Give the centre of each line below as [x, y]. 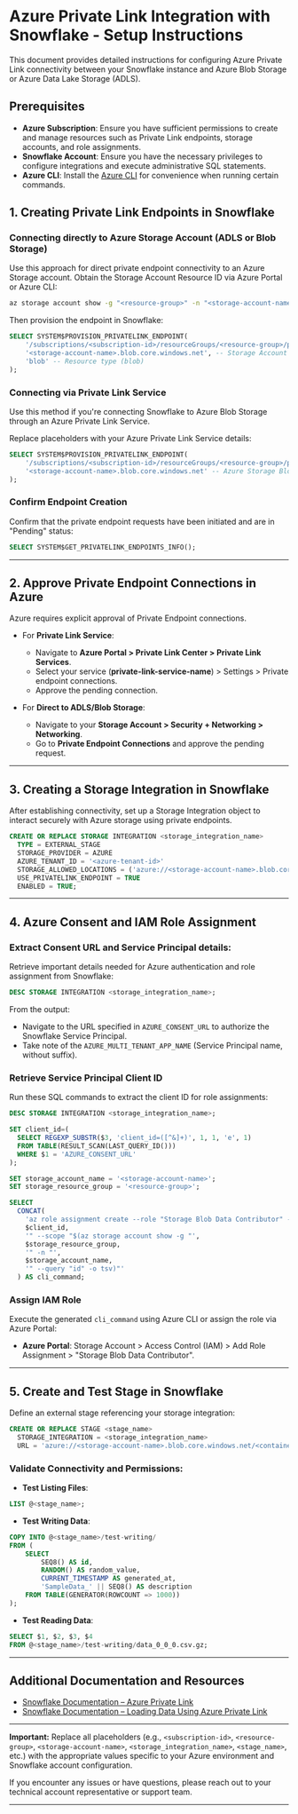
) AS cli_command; [51, 1277]
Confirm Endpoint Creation [68, 502]
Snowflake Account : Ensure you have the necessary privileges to [142, 156]
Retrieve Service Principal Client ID [86, 1078]
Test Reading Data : [58, 1620]
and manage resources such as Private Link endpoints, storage [137, 137]
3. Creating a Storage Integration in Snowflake [139, 789]
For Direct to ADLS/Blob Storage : [83, 708]
